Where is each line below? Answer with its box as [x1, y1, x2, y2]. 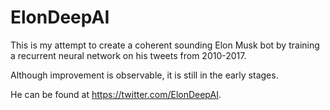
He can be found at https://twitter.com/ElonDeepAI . [10, 88, 222, 100]
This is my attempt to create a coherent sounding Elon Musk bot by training [10, 39, 320, 51]
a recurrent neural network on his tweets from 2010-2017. [10, 49, 247, 61]
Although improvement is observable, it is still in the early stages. [10, 69, 279, 81]
